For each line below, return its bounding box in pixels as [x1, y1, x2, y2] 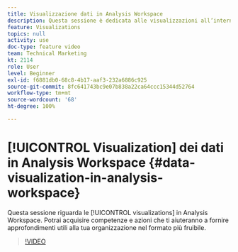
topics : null [7, 30, 46, 38]
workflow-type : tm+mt [7, 89, 72, 97]
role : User [7, 63, 40, 70]
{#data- [148, 155, 196, 171]
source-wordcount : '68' [7, 97, 78, 104]
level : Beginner [7, 70, 55, 77]
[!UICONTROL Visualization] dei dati [7, 140, 225, 156]
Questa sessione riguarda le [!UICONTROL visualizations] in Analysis [7, 208, 208, 217]
